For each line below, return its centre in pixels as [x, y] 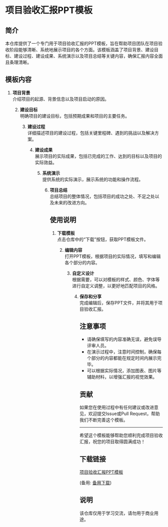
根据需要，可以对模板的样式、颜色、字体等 [116, 279]
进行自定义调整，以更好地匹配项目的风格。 [116, 286]
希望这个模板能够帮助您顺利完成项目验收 [121, 436]
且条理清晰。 [18, 62]
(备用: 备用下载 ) [95, 483]
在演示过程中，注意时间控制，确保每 [124, 352]
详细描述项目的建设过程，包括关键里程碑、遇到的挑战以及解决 [91, 133]
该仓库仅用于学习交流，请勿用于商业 [116, 513]
